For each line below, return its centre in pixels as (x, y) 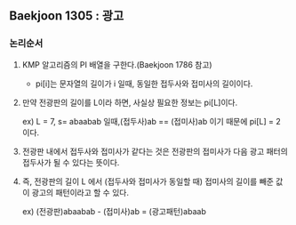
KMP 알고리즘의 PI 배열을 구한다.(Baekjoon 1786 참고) (117, 64)
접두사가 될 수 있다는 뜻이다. (71, 162)
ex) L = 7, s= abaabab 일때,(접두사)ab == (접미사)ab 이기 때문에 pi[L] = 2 (152, 121)
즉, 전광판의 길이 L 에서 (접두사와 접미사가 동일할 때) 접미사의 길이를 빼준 (148, 181)
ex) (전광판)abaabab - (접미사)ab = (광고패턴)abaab (114, 211)
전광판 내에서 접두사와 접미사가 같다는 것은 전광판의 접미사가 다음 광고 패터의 (155, 151)
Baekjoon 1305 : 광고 (67, 16)
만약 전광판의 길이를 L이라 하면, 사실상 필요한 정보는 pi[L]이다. (130, 102)
